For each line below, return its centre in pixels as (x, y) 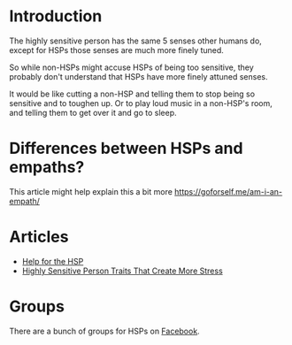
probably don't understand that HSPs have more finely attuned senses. (138, 76)
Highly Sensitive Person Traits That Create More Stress (122, 271)
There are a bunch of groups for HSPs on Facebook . (105, 331)
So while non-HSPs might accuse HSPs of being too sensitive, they (131, 67)
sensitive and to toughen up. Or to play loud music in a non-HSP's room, (141, 103)
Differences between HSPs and (126, 149)
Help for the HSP (53, 261)
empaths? (47, 168)
